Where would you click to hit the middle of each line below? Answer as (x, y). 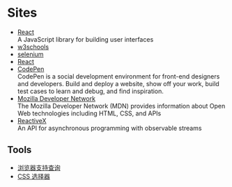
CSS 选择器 (33, 176)
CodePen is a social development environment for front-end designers (118, 76)
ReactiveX (32, 120)
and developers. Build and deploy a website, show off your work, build (118, 83)
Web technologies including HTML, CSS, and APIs (89, 113)
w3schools (33, 47)
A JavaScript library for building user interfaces (85, 39)
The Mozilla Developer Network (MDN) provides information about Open (121, 106)
